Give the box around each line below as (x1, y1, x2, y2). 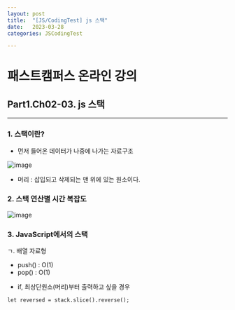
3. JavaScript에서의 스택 (7, 229, 88, 239)
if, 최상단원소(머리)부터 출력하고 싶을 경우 (17, 283, 131, 291)
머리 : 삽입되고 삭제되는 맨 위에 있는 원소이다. (17, 175, 141, 183)
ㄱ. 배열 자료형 (7, 247, 47, 255)
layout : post (7, 10, 45, 18)
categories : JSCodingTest (7, 29, 83, 37)
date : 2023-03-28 (7, 23, 64, 30)
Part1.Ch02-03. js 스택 (7, 98, 105, 110)
